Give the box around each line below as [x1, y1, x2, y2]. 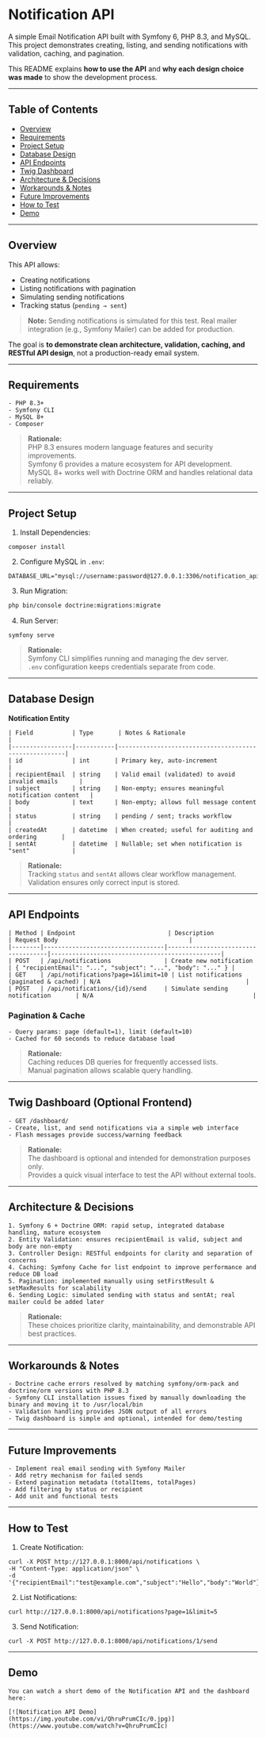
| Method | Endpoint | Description [8, 929, 215, 937]
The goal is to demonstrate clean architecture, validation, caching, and [8, 340, 245, 349]
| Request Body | [8, 936, 193, 944]
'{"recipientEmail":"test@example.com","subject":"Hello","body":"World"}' [8, 1579, 264, 1587]
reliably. [27, 476, 54, 485]
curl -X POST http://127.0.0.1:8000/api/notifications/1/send [8, 1637, 218, 1645]
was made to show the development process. [8, 72, 158, 82]
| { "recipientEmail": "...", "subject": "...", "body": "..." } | [8, 964, 236, 972]
